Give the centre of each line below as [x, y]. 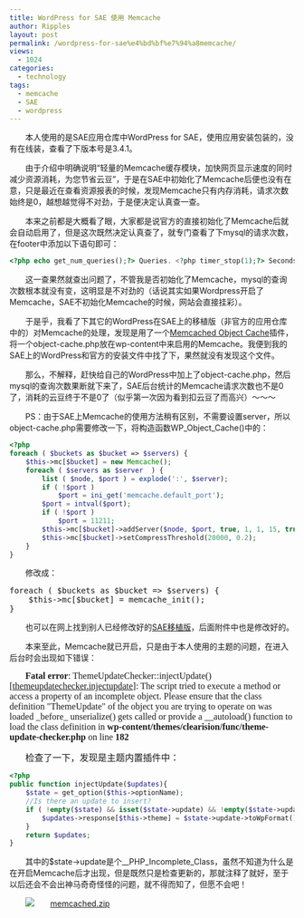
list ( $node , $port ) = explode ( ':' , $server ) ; [135, 478]
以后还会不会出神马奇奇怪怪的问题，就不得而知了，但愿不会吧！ [128, 884]
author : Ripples [40, 26]
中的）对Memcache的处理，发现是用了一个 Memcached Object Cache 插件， [152, 333]
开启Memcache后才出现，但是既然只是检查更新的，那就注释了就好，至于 [153, 873]
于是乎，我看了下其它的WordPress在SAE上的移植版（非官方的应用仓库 [157, 322]
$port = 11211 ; [86, 521]
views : [22, 52]
